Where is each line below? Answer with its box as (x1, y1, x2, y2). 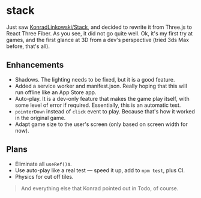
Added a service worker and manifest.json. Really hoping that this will (14, 82, 187, 89)
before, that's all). (6, 43, 50, 50)
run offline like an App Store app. (14, 88, 97, 96)
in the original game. (14, 114, 66, 121)
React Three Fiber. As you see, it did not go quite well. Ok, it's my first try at (6, 29, 193, 37)
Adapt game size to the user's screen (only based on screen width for (14, 121, 188, 128)
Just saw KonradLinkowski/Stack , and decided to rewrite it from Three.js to (6, 23, 192, 31)
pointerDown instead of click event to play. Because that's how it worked (14, 107, 195, 115)
